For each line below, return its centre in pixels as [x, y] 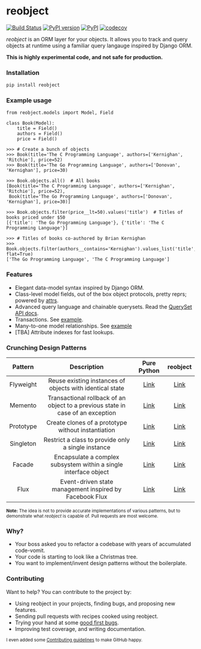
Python [149, 371]
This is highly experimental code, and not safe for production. [85, 57]
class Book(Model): [31, 123]
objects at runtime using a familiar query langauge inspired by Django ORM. [99, 46]
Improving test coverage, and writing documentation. [80, 629]
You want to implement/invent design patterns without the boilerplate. [101, 563]
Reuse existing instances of [87, 380]
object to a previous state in [86, 405]
